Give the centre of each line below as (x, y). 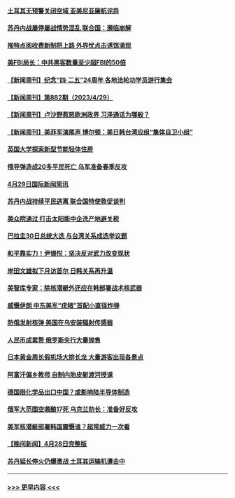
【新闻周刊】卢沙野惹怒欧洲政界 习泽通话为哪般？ (79, 115)
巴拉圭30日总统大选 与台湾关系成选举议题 (67, 236)
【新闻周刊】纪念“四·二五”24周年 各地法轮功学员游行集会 (90, 80)
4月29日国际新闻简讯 (38, 184)
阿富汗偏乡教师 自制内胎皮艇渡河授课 (60, 375)
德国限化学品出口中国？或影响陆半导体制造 (69, 392)
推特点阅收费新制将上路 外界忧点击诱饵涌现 (69, 45)
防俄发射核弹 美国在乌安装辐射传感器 (60, 323)
